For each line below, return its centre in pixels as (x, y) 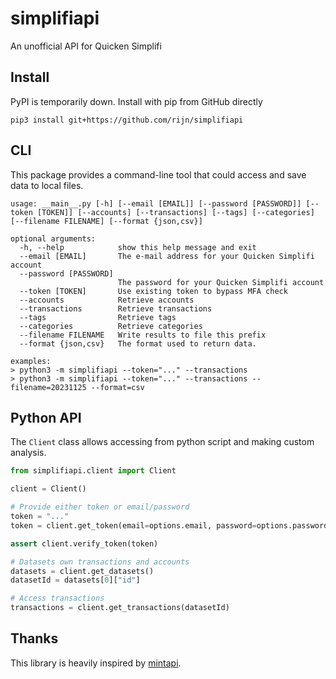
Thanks (34, 638)
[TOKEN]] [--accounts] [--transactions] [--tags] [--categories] (175, 212)
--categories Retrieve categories (111, 326)
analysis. (28, 453)
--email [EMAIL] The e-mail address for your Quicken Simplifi (167, 256)
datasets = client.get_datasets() (82, 571)
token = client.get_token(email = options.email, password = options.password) (171, 525)
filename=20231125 (48, 387)
